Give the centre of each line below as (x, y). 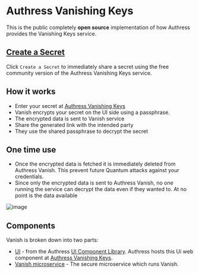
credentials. (29, 177)
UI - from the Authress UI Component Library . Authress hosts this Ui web (104, 252)
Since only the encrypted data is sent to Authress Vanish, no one (94, 183)
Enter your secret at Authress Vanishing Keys (70, 106)
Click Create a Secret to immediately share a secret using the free (88, 66)
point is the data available (46, 196)
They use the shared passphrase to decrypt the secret (81, 131)
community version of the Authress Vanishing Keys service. (79, 73)
